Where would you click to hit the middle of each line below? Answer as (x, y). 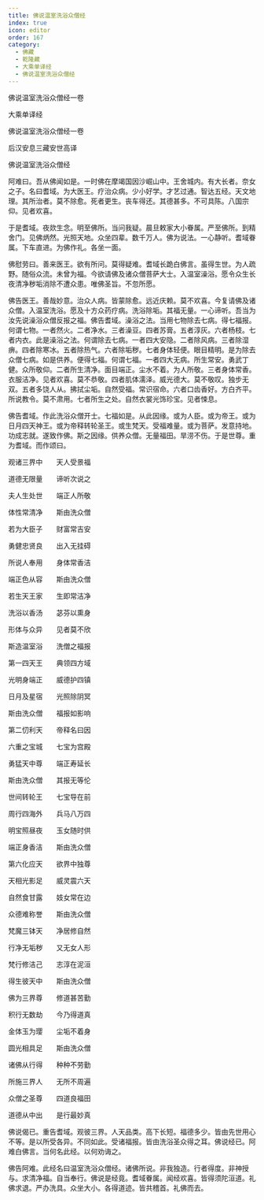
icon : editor (29, 30)
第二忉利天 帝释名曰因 (49, 730)
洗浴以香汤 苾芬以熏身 (49, 612)
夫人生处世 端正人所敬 (49, 495)
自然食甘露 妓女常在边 (49, 897)
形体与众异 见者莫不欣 (49, 629)
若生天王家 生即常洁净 (49, 596)
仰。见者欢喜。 (32, 210)
